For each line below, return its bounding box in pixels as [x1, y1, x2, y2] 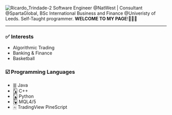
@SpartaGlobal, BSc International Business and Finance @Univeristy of [5, 10, 156, 16]
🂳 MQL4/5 [12, 98, 36, 104]
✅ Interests [5, 33, 34, 40]
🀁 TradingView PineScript [12, 104, 68, 110]
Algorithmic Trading [12, 45, 55, 51]
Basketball [12, 55, 35, 62]
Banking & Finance [12, 50, 53, 56]
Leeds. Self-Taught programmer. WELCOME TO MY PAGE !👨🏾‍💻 [5, 16, 137, 21]
